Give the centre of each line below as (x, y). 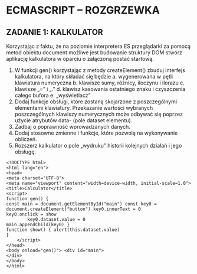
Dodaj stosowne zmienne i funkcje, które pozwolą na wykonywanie (96, 133)
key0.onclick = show (32, 214)
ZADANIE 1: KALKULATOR (55, 32)
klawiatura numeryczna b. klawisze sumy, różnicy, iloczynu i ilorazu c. (99, 83)
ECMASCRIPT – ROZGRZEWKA (83, 10)
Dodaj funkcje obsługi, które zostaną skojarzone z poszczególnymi (96, 102)
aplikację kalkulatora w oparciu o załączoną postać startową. (80, 59)
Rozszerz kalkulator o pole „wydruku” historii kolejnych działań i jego (98, 146)
